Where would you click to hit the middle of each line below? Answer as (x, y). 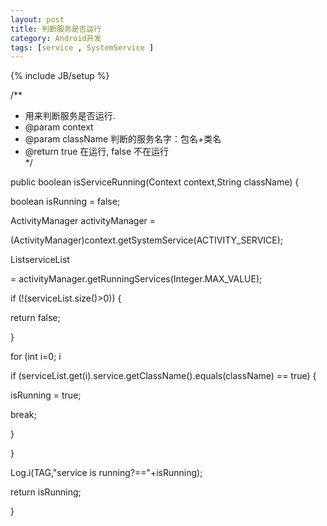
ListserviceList (40, 260)
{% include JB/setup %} (60, 76)
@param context (59, 127)
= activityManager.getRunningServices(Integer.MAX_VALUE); (136, 279)
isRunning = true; (46, 395)
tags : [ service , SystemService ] (82, 47)
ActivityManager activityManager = (83, 221)
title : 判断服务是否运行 (56, 29)
